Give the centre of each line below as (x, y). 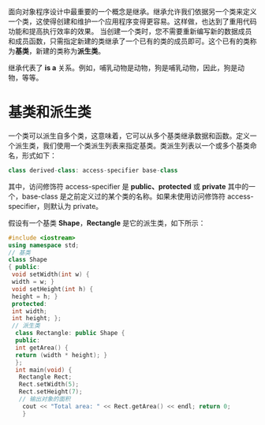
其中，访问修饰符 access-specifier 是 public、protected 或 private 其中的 (129, 186)
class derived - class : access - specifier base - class (93, 170)
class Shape (28, 260)
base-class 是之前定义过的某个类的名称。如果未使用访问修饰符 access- (138, 196)
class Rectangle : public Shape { (70, 334)
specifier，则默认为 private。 (56, 206)
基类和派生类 (50, 112)
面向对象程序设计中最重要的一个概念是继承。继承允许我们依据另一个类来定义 (132, 11)
